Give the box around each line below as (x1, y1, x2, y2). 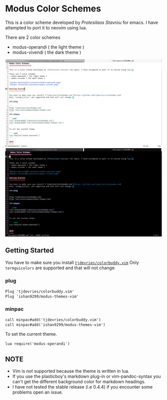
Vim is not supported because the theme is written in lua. (12, 368, 130, 374)
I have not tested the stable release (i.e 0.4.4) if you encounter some (12, 384, 153, 390)
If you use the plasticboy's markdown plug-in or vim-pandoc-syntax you (12, 374, 161, 380)
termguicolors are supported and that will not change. (5, 265, 116, 271)
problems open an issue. (12, 389, 63, 396)
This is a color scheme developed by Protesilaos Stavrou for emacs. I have (5, 19, 158, 25)
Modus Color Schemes (5, 3, 101, 14)
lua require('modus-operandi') (5, 341, 70, 346)
